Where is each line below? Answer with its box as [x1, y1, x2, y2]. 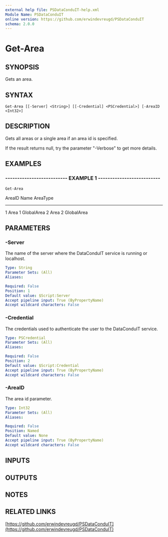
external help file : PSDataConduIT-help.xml [5, 7, 99, 13]
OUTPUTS [5, 473, 37, 482]
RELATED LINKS [5, 507, 56, 516]
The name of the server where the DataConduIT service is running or [5, 250, 147, 256]
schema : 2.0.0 [5, 21, 35, 27]
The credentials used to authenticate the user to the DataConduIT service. [5, 326, 158, 332]
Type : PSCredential [5, 335, 46, 340]
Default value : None [5, 433, 48, 438]
